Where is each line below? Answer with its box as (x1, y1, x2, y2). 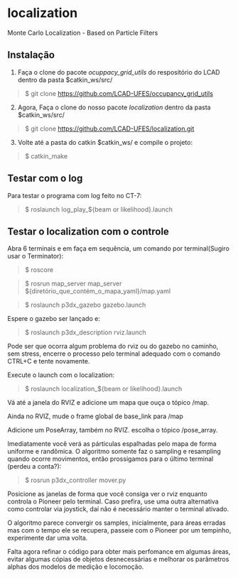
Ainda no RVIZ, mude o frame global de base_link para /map (7, 412, 183, 420)
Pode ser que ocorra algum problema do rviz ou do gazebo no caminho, (7, 342, 219, 351)
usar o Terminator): (7, 252, 64, 261)
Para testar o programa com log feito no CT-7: (7, 191, 142, 200)
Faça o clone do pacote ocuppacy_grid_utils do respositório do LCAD (17, 67, 220, 76)
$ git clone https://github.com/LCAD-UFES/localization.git (24, 124, 195, 133)
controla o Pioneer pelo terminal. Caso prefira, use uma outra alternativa (7, 497, 219, 506)
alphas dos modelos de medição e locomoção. (7, 562, 144, 571)
